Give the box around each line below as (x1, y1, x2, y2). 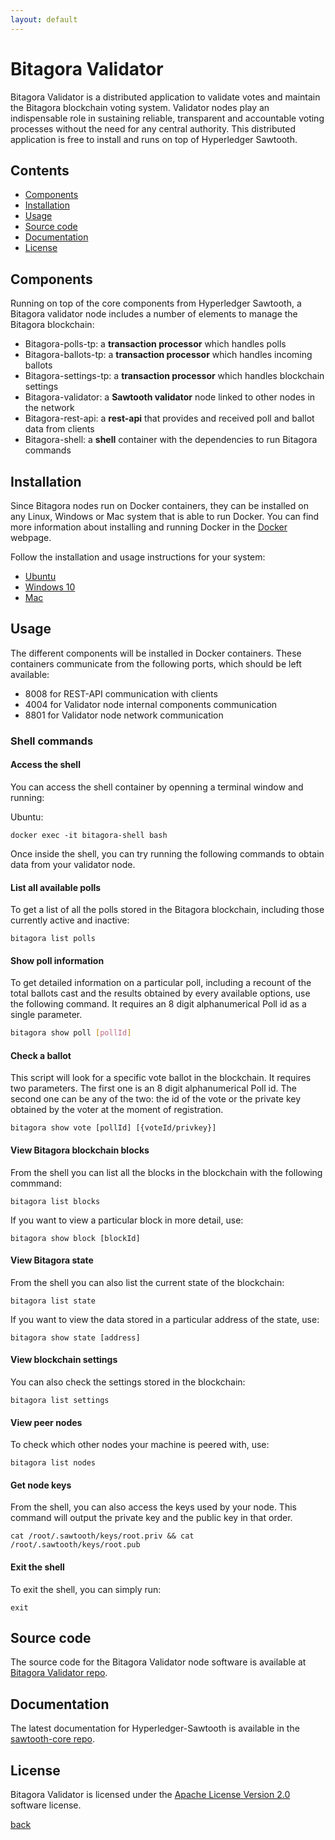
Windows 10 (24, 581, 76, 593)
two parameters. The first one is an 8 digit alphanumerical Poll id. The (10, 1082, 297, 1095)
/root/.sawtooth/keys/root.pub (10, 1540, 141, 1550)
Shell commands (10, 734, 94, 748)
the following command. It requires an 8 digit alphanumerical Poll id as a (10, 998, 307, 1010)
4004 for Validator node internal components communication (24, 698, 278, 710)
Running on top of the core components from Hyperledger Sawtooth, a (10, 297, 302, 310)
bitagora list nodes (10, 1458, 97, 1468)
